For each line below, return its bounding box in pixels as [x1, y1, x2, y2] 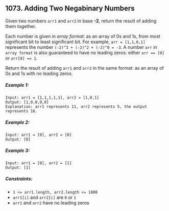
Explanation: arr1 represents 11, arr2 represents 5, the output [5, 104, 147, 109]
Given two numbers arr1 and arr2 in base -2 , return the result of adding [5, 17, 157, 24]
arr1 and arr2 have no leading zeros [12, 200, 89, 206]
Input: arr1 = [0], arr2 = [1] [5, 160, 72, 166]
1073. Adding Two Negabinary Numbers [5, 4, 135, 13]
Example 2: [5, 119, 30, 125]
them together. [5, 23, 37, 29]
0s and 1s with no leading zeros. [5, 70, 73, 76]
